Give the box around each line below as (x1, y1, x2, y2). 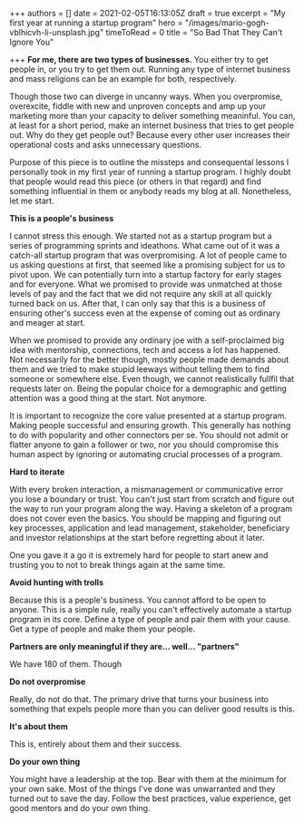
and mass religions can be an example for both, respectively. (9, 73, 238, 84)
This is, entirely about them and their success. (9, 739, 182, 749)
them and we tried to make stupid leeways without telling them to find (9, 364, 270, 375)
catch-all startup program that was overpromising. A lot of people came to (9, 250, 288, 260)
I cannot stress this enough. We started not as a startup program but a (9, 230, 272, 241)
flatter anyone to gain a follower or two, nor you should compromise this (9, 439, 279, 450)
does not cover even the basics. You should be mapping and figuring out (9, 513, 281, 524)
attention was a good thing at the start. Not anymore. (9, 393, 207, 403)
